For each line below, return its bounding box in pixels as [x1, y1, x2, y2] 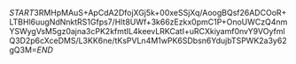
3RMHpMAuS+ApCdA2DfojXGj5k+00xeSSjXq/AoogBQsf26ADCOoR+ [34, 8, 287, 18]
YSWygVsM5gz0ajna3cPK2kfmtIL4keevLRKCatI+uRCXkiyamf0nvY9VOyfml [9, 26, 285, 36]
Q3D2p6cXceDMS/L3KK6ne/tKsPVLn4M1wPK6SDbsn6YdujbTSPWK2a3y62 [9, 35, 287, 46]
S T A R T [9, 8, 35, 18]
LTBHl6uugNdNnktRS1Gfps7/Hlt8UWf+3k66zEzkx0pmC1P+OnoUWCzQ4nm [9, 17, 288, 27]
